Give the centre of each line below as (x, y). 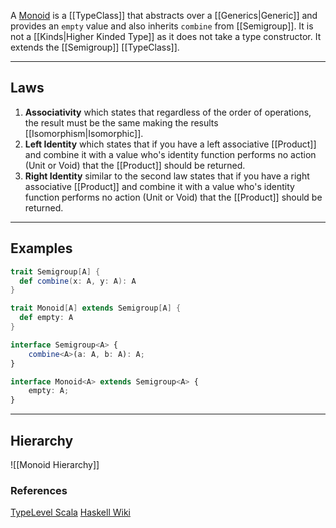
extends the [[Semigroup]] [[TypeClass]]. (95, 47)
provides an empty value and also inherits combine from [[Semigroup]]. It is (162, 26)
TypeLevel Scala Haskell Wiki (70, 512)
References (39, 490)
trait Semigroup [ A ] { (55, 271)
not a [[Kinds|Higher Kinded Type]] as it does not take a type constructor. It (166, 36)
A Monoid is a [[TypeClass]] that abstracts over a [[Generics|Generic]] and (164, 15)
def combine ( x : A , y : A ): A (78, 281)
